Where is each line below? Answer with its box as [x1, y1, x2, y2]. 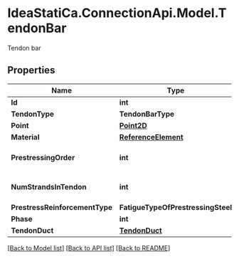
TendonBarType [119, 109, 175, 119]
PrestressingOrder [11, 152, 75, 162]
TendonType [11, 109, 55, 119]
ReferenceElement [119, 132, 184, 142]
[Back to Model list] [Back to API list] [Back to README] [7, 243, 171, 252]
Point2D [119, 120, 147, 130]
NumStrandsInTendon [11, 181, 87, 191]
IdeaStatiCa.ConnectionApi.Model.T [7, 5, 227, 21]
